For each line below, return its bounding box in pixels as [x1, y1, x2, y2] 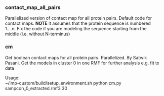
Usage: [5, 75, 20, 81]
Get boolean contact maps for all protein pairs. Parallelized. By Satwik [5, 54, 147, 60]
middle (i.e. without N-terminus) [5, 31, 70, 37]
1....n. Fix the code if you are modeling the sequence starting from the [5, 26, 147, 32]
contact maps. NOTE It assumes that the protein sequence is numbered [5, 20, 151, 26]
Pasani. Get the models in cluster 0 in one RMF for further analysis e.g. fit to [5, 60, 160, 66]
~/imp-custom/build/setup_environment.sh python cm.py [5, 80, 122, 86]
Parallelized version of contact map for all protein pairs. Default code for [5, 15, 152, 21]
